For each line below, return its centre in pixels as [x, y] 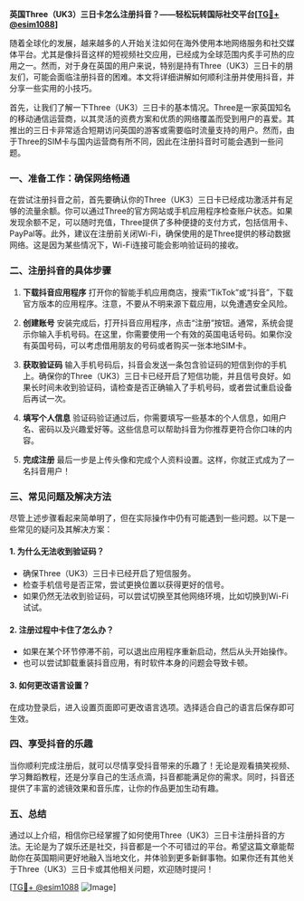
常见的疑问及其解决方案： [65, 529]
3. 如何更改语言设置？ [50, 685]
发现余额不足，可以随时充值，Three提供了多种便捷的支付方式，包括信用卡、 [151, 223]
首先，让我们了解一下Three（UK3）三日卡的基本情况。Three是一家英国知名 [150, 107]
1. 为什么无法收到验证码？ [57, 552]
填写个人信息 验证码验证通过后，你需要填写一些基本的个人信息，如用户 [154, 417]
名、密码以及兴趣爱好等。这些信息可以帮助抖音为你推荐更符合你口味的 [153, 429]
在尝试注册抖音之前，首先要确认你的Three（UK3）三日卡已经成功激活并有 [147, 200]
